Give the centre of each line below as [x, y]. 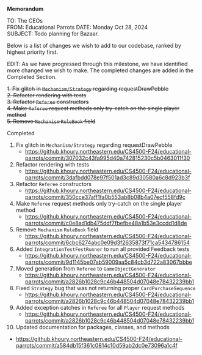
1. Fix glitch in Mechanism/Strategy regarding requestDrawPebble [88, 89]
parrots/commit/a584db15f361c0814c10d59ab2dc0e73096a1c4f [96, 346]
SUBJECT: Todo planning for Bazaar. [53, 34]
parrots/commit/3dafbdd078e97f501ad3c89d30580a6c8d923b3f [107, 177]
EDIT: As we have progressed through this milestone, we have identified [97, 64]
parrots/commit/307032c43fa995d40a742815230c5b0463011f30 [107, 158]
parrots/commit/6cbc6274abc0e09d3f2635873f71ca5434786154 [107, 242]
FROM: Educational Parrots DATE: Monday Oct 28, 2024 [78, 27]
